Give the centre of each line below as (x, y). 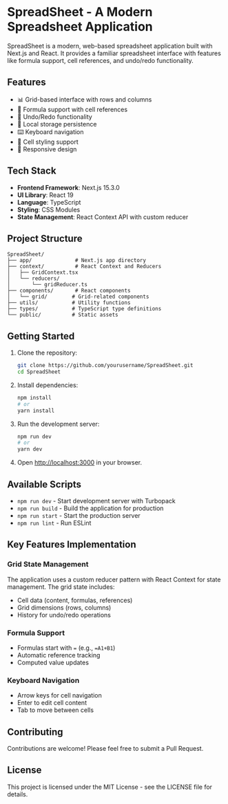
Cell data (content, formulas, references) (75, 600)
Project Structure (45, 238)
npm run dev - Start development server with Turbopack (96, 501)
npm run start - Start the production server (79, 515)
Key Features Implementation (72, 544)
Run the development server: (58, 424)
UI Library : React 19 (45, 195)
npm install (34, 398)
